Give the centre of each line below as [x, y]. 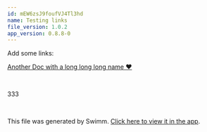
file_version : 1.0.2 [38, 27]
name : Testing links [38, 20]
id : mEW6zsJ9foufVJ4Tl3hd [45, 14]
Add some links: [31, 53]
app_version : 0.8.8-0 [39, 33]
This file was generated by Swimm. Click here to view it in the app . [104, 121]
